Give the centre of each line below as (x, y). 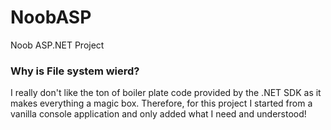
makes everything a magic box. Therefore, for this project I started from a (161, 103)
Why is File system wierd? (75, 71)
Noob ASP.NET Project (57, 45)
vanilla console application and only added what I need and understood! (158, 114)
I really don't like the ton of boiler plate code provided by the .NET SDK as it (166, 93)
